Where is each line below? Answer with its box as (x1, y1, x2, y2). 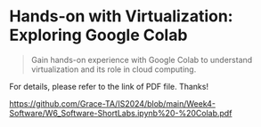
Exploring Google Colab (9, 25, 188, 45)
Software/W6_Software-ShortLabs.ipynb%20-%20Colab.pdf (9, 107, 232, 118)
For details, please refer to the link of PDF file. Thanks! (9, 81, 209, 91)
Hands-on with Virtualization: (9, 6, 233, 27)
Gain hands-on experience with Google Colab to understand (30, 54, 253, 65)
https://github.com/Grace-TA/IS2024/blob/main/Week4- (9, 98, 216, 108)
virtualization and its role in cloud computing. (30, 64, 197, 75)
